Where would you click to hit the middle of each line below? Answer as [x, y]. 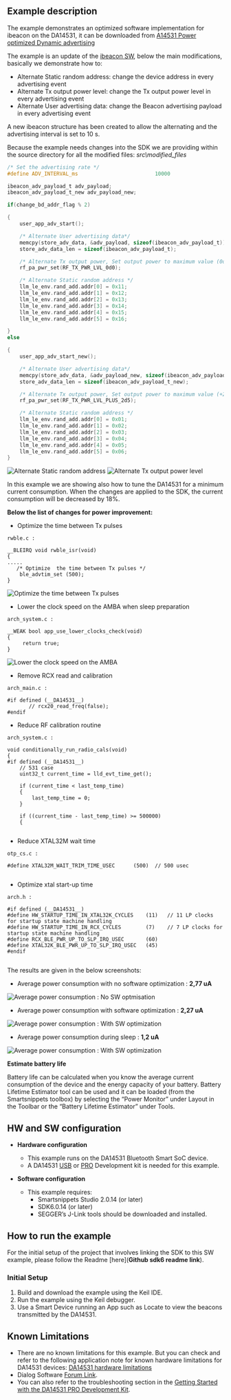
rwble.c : [21, 538]
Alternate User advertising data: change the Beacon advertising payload [119, 105]
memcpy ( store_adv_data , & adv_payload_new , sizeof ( [93, 375]
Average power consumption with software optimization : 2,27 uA [110, 1011]
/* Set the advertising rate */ [53, 167]
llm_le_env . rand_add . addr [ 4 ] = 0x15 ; [74, 312]
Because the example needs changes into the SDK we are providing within [112, 147]
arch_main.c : [27, 689]
